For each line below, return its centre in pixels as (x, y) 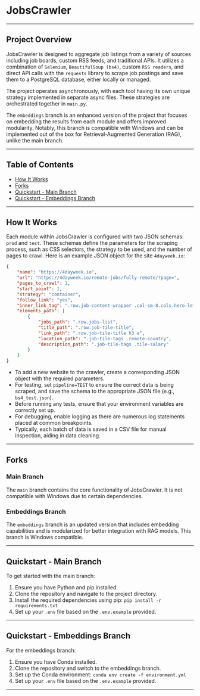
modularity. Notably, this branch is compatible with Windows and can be (95, 128)
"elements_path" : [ (41, 311)
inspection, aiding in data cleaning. (57, 436)
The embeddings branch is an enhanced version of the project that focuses (97, 115)
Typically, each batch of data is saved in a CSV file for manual (90, 429)
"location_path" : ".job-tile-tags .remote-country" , (104, 338)
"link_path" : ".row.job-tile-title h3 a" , (91, 333)
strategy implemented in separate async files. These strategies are (88, 97)
